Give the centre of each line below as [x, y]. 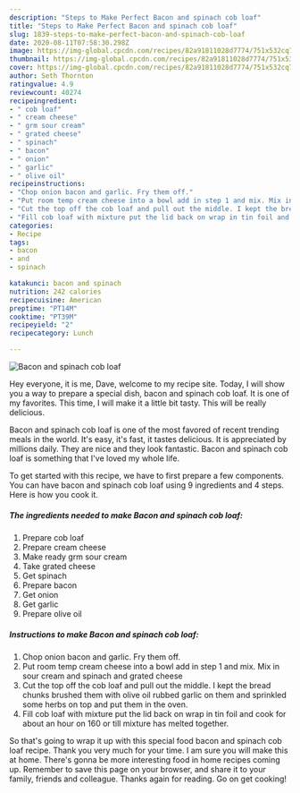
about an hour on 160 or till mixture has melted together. [125, 723]
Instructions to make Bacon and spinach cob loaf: [104, 634]
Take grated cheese [59, 566]
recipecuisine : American [55, 300]
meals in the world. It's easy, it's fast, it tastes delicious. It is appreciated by [148, 439]
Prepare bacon [50, 585]
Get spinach [44, 576]
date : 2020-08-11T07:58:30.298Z [69, 43]
